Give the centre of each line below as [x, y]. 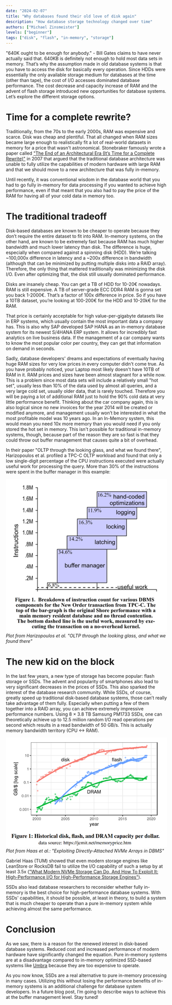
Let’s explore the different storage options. [51, 97]
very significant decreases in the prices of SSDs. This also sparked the [81, 687]
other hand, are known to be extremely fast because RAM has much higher [85, 241]
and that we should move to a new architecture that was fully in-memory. [83, 170]
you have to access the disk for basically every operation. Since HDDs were [86, 69]
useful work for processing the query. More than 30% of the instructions [82, 466]
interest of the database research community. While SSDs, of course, [79, 693]
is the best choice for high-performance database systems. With [92, 892]
